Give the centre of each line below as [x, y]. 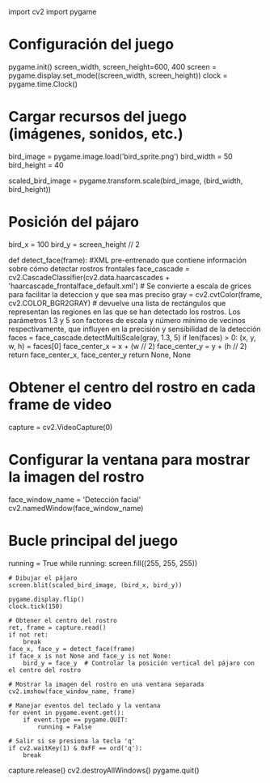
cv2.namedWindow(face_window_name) [76, 508]
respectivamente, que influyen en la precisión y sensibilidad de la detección [135, 329]
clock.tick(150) [36, 606]
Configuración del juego [91, 45]
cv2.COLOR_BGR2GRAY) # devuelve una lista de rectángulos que [117, 303]
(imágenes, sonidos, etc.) [96, 134]
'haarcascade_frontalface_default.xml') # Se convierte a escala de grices [130, 286]
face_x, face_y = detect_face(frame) [72, 649]
